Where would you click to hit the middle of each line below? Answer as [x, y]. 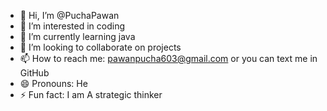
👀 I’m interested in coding [72, 26]
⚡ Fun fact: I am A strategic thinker [91, 94]
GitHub [34, 73]
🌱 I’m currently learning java [77, 36]
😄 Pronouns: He [53, 83]
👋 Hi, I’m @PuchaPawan [69, 15]
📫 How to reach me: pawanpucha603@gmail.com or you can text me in [168, 58]
